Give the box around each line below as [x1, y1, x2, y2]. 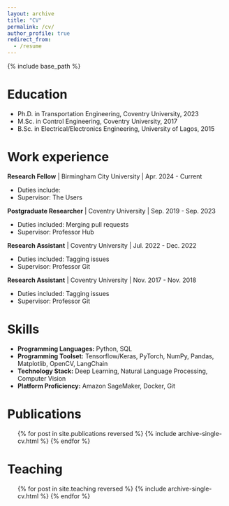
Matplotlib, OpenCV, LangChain [17, 359, 108, 367]
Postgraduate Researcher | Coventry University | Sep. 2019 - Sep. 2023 [7, 206, 216, 215]
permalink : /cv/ [7, 23, 54, 30]
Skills [7, 321, 40, 337]
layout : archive [7, 10, 54, 17]
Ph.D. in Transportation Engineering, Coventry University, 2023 [17, 109, 199, 118]
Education [7, 87, 68, 102]
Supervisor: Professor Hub [17, 227, 94, 236]
